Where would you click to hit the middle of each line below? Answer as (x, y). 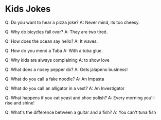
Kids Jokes (28, 9)
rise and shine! (20, 103)
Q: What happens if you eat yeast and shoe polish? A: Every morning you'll (80, 98)
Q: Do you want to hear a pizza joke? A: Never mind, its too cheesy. (72, 22)
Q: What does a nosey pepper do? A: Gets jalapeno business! (66, 69)
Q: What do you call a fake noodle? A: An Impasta (55, 79)
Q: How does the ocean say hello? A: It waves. (52, 41)
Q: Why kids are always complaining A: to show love (57, 60)
